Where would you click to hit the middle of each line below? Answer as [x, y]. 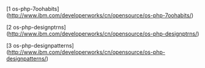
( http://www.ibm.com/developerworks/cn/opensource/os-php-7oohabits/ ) [100, 15]
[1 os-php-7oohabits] [33, 9]
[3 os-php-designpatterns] [40, 46]
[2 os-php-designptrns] [36, 27]
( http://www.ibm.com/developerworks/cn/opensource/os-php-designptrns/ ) [103, 34]
